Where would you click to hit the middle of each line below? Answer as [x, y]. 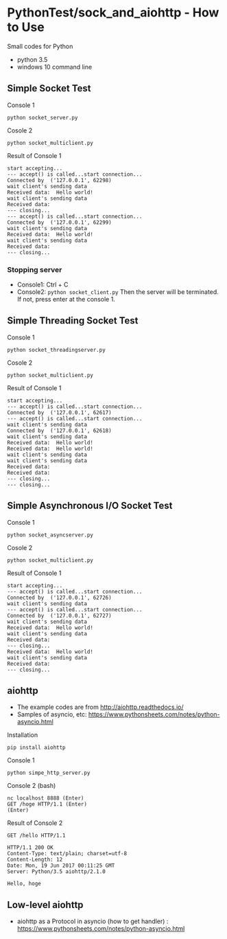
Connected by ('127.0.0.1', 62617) [59, 412]
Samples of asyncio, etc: [52, 714]
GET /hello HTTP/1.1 [37, 836]
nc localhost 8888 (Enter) [46, 798]
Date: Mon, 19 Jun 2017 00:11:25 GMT [61, 866]
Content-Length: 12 [35, 860]
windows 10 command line [55, 67]
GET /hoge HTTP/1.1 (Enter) [47, 804]
